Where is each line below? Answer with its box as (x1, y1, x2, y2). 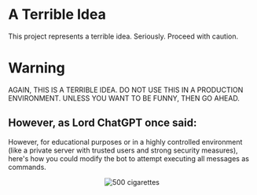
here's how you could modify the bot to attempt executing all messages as (8, 153, 250, 163)
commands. (8, 162, 47, 171)
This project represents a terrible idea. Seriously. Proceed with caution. (8, 31, 239, 41)
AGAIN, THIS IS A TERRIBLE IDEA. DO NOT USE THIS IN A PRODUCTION (8, 85, 244, 94)
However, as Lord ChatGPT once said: (8, 116, 197, 130)
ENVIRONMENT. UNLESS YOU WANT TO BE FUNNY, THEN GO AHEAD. (8, 93, 240, 103)
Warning (8, 59, 65, 77)
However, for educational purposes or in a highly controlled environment (8, 137, 243, 146)
